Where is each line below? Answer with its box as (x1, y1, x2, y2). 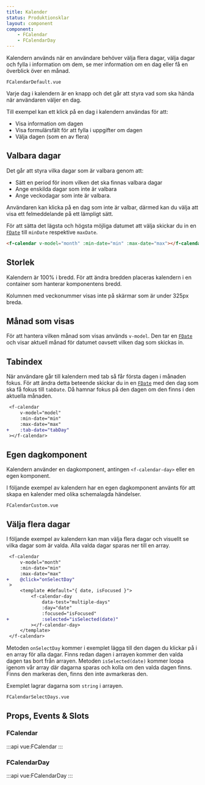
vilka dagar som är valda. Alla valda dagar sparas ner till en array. (6, 542, 171, 549)
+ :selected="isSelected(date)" (6, 616, 119, 622)
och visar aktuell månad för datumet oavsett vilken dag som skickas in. (6, 339, 185, 346)
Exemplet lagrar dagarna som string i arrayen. (6, 682, 123, 690)
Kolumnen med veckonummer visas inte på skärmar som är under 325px (6, 292, 189, 299)
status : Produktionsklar (6, 15, 70, 21)
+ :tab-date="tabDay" (6, 426, 70, 433)
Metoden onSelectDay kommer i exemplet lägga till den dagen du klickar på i (6, 644, 197, 652)
